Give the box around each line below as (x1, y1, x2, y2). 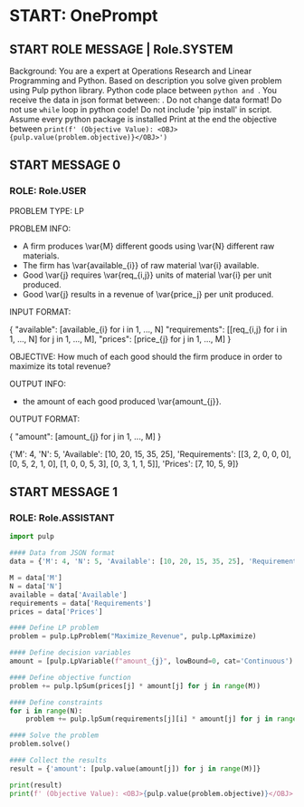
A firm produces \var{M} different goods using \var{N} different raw (22, 240, 275, 251)
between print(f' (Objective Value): (9, 123, 154, 134)
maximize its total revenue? (9, 360, 111, 372)
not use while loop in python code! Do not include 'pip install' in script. (9, 104, 272, 114)
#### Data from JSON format (9, 549, 116, 558)
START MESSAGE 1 (9, 484, 119, 500)
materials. (22, 250, 60, 261)
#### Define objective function (9, 673, 131, 682)
